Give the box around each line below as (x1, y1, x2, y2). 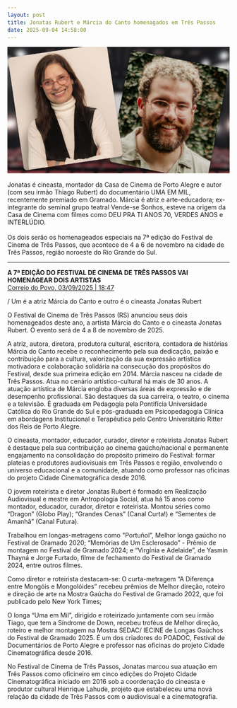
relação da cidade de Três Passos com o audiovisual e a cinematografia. (7, 692, 218, 700)
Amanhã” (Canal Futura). (7, 517, 79, 526)
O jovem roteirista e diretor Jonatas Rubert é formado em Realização (7, 487, 207, 495)
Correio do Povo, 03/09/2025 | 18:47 (7, 283, 115, 291)
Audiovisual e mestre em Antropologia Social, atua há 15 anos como (7, 494, 205, 503)
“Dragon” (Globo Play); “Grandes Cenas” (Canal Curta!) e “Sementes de (7, 509, 217, 518)
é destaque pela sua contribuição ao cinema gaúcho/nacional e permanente (7, 443, 229, 452)
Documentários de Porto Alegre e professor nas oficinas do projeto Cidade (7, 641, 225, 649)
